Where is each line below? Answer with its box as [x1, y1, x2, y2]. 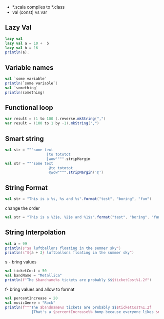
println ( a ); [5, 50, 29, 55]
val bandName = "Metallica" [5, 273, 62, 278]
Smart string [5, 134, 44, 143]
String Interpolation [5, 228, 66, 237]
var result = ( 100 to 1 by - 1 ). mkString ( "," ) [5, 121, 99, 126]
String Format [5, 183, 48, 192]
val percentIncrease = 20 [5, 296, 58, 300]
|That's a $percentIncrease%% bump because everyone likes [31, 309, 154, 314]
